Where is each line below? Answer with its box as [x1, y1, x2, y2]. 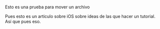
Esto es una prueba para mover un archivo [5, 4, 90, 10]
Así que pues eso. [5, 19, 41, 24]
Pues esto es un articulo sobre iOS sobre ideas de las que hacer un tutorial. [5, 14, 156, 19]
